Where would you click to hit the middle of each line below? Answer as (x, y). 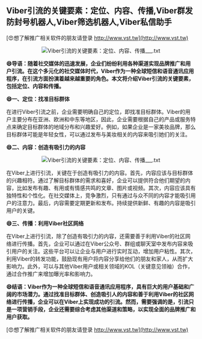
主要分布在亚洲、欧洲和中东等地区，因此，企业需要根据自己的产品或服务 (101, 119)
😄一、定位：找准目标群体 (38, 99)
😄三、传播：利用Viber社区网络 (45, 223)
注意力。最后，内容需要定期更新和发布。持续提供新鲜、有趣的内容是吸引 (106, 203)
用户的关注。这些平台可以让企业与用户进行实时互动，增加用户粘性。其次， (103, 251)
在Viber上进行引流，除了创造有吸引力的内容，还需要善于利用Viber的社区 (96, 236)
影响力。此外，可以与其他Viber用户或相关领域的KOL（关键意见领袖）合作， (100, 266)
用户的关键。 (22, 211)
